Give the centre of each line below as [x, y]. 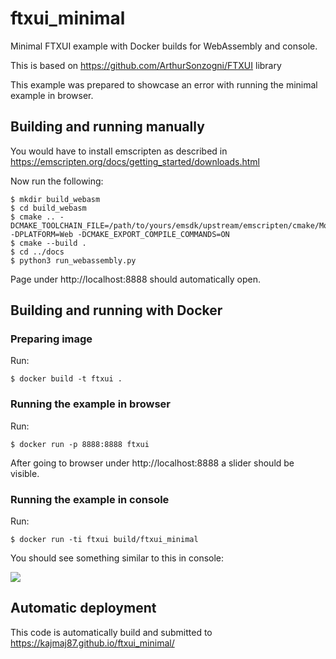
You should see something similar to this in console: [117, 558]
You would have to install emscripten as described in [119, 151]
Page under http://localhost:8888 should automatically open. [135, 279]
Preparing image [51, 339]
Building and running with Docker [116, 310]
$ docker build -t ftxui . [66, 379]
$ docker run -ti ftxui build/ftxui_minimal [104, 540]
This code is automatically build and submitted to [111, 632]
